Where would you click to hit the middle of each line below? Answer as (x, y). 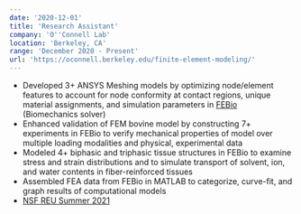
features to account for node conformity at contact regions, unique (146, 95)
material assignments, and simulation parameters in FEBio (130, 104)
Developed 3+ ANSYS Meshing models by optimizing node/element (148, 85)
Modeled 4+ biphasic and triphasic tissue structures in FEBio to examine (157, 153)
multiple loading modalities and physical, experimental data (132, 143)
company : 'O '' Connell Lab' (60, 34)
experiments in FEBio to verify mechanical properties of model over (147, 133)
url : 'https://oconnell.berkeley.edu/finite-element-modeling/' (132, 60)
